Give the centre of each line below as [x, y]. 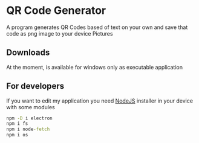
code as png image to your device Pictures [60, 33]
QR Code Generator [56, 11]
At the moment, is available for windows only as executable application [95, 67]
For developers [35, 86]
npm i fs [17, 124]
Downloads [28, 53]
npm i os [17, 135]
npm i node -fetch [28, 129]
